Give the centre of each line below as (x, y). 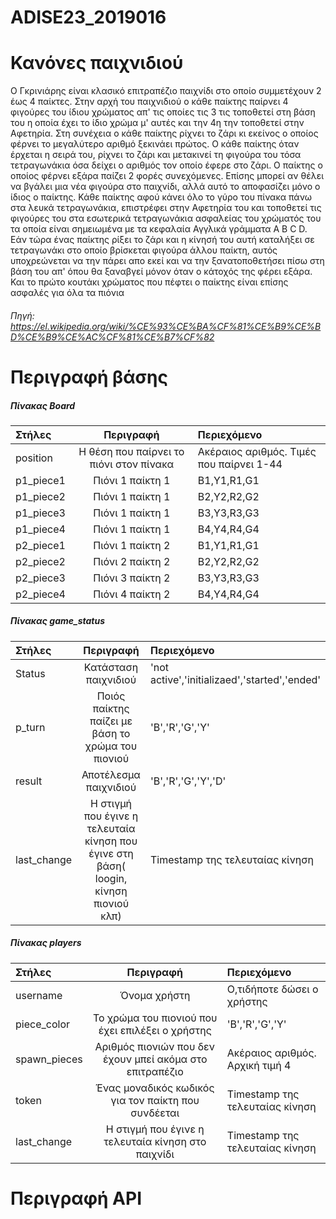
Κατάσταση (111, 667)
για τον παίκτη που (155, 1100)
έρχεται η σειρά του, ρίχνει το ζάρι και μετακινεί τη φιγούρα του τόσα (156, 155)
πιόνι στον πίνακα (132, 464)
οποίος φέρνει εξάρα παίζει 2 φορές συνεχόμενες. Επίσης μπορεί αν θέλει (167, 176)
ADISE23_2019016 (88, 17)
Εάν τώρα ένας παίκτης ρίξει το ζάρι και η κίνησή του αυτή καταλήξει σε (162, 240)
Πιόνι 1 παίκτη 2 (132, 545)
